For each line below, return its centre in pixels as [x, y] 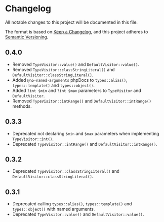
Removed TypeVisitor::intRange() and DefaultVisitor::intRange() [82, 101]
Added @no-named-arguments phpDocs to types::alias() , [70, 80]
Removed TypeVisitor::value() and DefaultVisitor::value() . [76, 64]
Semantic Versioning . [27, 37]
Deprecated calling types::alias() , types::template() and [72, 204]
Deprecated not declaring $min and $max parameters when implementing [86, 133]
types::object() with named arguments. [54, 209]
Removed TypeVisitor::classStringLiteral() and [63, 69]
